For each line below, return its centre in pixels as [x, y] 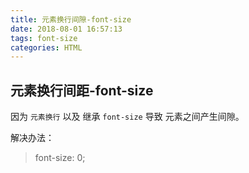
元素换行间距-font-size [82, 90]
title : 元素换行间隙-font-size [71, 19]
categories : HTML [46, 47]
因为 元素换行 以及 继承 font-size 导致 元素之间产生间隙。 [127, 117]
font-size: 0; [60, 158]
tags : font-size [44, 38]
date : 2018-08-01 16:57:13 [66, 29]
